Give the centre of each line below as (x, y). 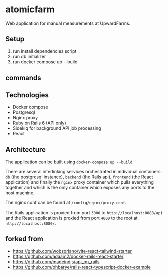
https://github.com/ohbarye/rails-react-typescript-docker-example (82, 267)
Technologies (27, 95)
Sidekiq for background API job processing (57, 128)
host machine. (20, 193)
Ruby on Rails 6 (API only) (39, 123)
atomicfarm (30, 9)
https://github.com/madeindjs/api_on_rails (56, 262)
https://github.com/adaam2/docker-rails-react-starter (68, 256)
